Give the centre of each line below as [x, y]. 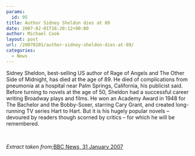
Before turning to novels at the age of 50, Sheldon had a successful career [97, 92]
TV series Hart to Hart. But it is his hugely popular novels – [98, 111]
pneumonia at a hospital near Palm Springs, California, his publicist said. [95, 85]
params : [16, 12]
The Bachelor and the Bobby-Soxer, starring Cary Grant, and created [90, 104]
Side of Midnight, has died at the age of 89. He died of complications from [97, 79]
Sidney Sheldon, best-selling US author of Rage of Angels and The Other [95, 73]
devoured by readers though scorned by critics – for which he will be [91, 117]
